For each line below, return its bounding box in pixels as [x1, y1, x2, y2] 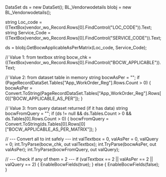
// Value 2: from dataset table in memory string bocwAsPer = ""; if [5, 75, 140, 80]
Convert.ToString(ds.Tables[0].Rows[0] [5, 121, 85, 127]
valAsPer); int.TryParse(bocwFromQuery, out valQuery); [5, 147, 120, 152]
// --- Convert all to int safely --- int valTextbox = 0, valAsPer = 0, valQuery [5, 136, 159, 142]
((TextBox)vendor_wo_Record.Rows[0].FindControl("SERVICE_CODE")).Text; [5, 35, 162, 41]
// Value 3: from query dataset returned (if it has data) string [5, 105, 128, 111]
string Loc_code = [5, 19, 42, 25]
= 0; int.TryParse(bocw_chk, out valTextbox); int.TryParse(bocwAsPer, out [5, 141, 157, 147]
